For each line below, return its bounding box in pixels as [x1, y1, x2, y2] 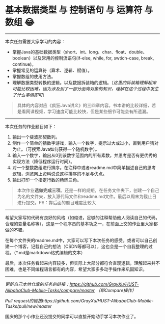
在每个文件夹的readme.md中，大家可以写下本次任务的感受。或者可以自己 [5, 237, 153, 243]
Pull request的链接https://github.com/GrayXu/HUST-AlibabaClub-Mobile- [5, 297, 154, 303]
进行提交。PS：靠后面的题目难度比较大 [17, 199, 96, 205]
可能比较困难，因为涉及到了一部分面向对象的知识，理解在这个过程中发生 [12, 85, 159, 91]
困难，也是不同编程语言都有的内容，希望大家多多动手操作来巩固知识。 [5, 266, 147, 272]
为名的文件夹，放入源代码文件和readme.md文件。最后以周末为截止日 [17, 193, 157, 199]
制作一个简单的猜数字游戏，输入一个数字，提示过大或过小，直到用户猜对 [12, 140, 159, 146]
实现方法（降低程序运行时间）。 [12, 158, 75, 164]
